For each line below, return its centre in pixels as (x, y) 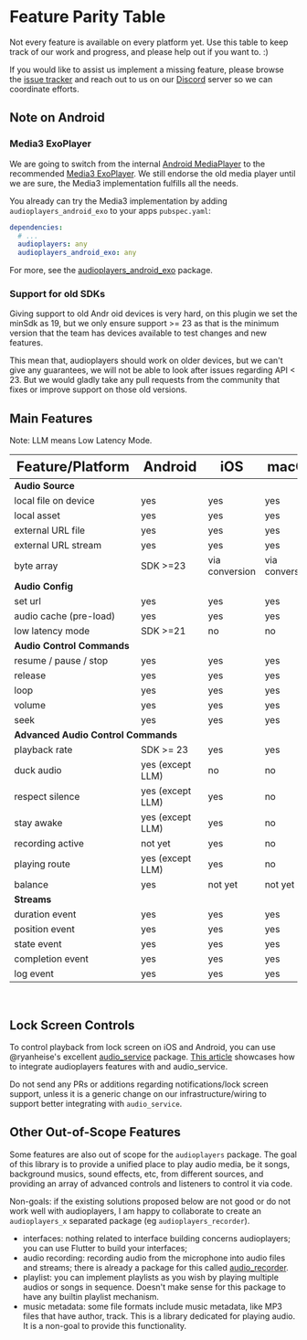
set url (27, 601)
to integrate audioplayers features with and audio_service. (119, 1067)
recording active (49, 844)
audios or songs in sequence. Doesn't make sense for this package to (154, 1287)
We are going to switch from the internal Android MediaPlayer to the (138, 164)
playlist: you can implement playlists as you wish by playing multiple (150, 1277)
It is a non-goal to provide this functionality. (105, 1325)
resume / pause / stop (61, 661)
